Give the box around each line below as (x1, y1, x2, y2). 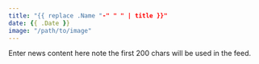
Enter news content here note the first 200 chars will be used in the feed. (8, 49, 252, 58)
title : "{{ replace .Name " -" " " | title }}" (8, 11, 168, 20)
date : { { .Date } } (8, 19, 70, 27)
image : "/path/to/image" (8, 26, 92, 34)
